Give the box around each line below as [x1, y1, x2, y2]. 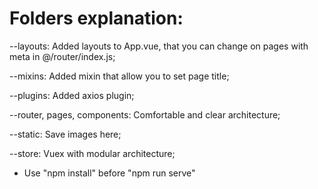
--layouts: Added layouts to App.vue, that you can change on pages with [9, 40, 309, 52]
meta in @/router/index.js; [9, 50, 116, 62]
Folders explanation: [9, 7, 184, 30]
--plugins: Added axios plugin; [9, 89, 135, 101]
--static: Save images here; [9, 128, 122, 140]
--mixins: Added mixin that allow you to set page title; [9, 70, 230, 82]
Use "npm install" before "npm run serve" [23, 167, 196, 179]
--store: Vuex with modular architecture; [9, 147, 176, 159]
